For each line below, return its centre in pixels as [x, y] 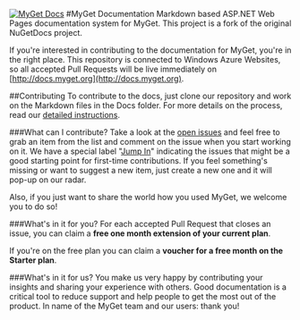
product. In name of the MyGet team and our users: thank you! [124, 306]
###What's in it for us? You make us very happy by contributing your [136, 278]
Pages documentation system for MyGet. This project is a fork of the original [150, 23]
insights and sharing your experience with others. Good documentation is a [148, 287]
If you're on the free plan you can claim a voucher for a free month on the [146, 251]
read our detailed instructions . [65, 115]
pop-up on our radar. [48, 180]
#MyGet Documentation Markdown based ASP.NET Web [170, 14]
